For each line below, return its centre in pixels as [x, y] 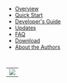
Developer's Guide [38, 21]
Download [28, 41]
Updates [25, 28]
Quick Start [29, 15]
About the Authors [38, 47]
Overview [27, 9]
